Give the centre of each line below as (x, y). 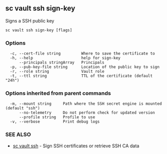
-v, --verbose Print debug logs (55, 122)
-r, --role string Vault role (57, 72)
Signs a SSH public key (30, 20)
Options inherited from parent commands (58, 93)
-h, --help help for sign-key (65, 58)
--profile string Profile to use (57, 117)
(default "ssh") (23, 108)
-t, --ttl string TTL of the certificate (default (81, 76)
